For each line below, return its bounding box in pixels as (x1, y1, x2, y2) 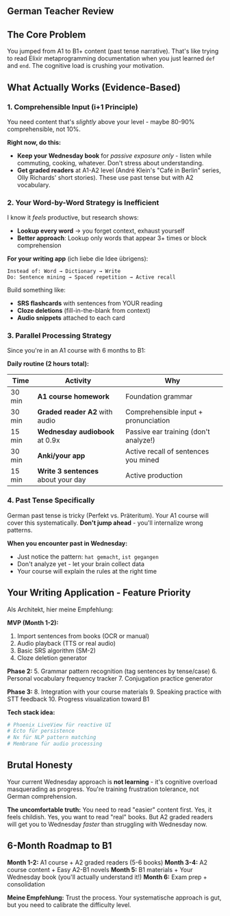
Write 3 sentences (37, 467, 99, 476)
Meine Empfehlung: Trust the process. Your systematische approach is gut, (7, 893, 222, 902)
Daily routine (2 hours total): (7, 360, 89, 368)
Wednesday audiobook (37, 427, 115, 436)
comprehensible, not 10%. (7, 125, 81, 133)
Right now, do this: (7, 138, 62, 146)
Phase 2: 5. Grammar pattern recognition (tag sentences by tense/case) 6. (7, 667, 218, 675)
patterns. (7, 526, 33, 534)
